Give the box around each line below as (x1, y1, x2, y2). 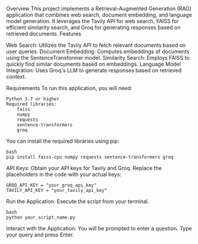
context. (6, 73, 27, 80)
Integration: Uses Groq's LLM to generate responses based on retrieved (6, 67, 182, 73)
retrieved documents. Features (6, 30, 81, 37)
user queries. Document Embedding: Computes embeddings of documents (6, 48, 190, 55)
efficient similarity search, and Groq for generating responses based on (6, 24, 181, 31)
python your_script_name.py (6, 214, 76, 220)
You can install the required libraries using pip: (6, 137, 120, 145)
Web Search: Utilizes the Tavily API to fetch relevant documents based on (6, 41, 186, 49)
